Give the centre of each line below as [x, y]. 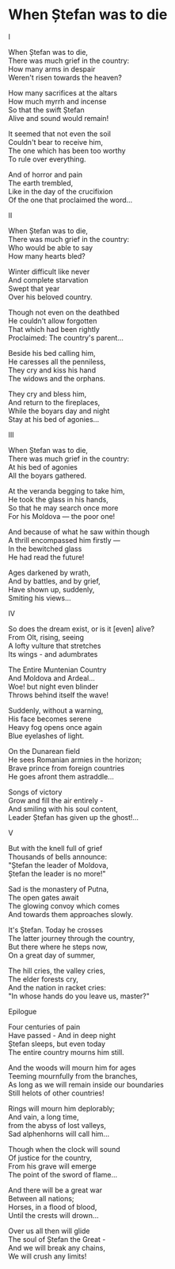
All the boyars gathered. [48, 475]
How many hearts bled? [47, 256]
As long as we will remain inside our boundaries [86, 1084]
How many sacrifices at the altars [63, 92]
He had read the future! [46, 557]
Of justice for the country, [50, 1158]
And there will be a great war [55, 1190]
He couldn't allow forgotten [53, 321]
